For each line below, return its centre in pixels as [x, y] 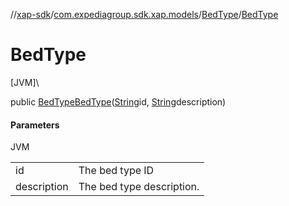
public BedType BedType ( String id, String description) [118, 101]
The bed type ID [116, 171]
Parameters [35, 125]
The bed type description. [139, 187]
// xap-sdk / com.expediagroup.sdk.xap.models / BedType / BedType [144, 14]
